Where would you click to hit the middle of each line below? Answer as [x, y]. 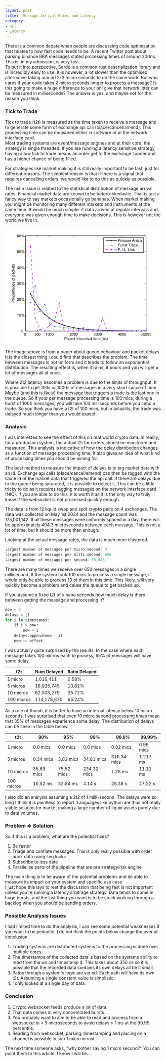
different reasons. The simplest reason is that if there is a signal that [74, 174]
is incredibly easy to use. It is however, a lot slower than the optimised [76, 72]
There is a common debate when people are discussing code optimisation [80, 46]
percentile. [23, 1028]
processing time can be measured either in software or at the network [76, 133]
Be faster [21, 846]
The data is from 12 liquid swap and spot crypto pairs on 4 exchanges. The [81, 509]
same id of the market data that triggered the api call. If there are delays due [83, 479]
